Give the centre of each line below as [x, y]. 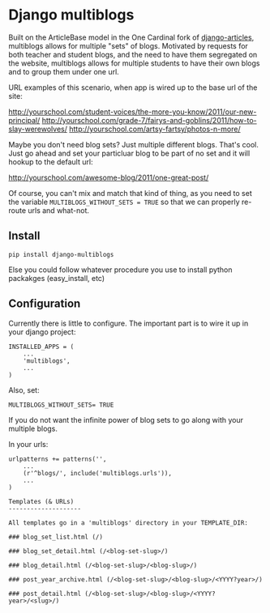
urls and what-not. [59, 210]
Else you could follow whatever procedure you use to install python [120, 270]
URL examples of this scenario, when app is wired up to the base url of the [133, 87]
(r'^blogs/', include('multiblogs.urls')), [98, 473]
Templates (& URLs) [41, 501]
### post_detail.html [45, 594]
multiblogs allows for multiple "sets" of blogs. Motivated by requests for [129, 45]
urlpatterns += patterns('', [58, 459]
